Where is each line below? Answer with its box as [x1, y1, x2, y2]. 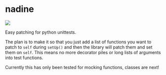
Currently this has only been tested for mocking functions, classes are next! [5, 64, 160, 70]
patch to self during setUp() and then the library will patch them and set [5, 44, 153, 50]
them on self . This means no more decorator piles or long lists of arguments [5, 49, 161, 55]
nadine [5, 3, 35, 15]
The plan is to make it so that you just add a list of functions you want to [5, 39, 152, 45]
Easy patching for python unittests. [5, 29, 77, 35]
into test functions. [5, 55, 43, 61]
